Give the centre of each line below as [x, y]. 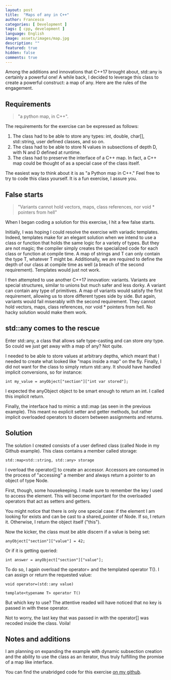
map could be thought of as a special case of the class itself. [76, 163]
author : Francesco [25, 19]
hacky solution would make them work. [46, 312]
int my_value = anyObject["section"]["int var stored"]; [67, 381]
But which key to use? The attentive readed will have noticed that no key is [83, 603]
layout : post [19, 10]
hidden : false [20, 53]
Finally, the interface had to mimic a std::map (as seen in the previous [78, 406]
